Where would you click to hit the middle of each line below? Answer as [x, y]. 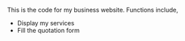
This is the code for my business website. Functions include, [93, 10]
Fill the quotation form [48, 30]
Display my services [45, 23]
